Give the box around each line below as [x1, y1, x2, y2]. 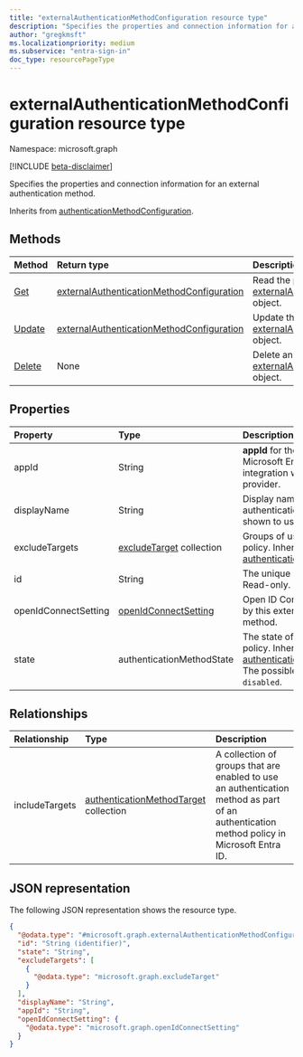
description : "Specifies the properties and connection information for [9, 22, 289, 31]
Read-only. [242, 578, 291, 590]
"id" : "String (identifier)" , [17, 939, 131, 948]
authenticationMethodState [118, 653, 234, 665]
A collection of [215, 748, 278, 760]
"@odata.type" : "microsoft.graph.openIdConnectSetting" [25, 1023, 241, 1032]
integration [242, 467, 289, 479]
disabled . [242, 675, 282, 688]
